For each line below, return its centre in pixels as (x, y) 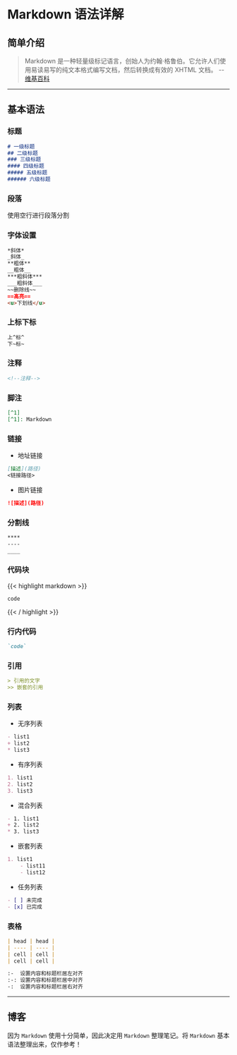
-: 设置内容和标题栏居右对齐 (45, 987)
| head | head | (31, 941)
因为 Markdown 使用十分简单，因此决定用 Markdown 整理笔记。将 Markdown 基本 (119, 1035)
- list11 (33, 866)
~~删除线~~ (22, 290)
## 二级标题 (23, 153)
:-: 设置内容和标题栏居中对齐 (45, 980)
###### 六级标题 (29, 179)
